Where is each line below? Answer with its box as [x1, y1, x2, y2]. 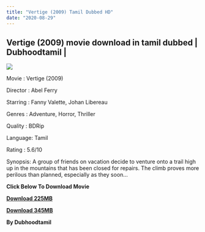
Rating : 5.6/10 [6, 146, 43, 153]
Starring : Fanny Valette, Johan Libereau [6, 99, 108, 106]
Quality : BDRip [6, 122, 45, 130]
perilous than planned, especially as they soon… [6, 171, 129, 179]
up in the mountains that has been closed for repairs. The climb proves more [6, 164, 199, 172]
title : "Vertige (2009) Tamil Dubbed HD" [6, 9, 114, 15]
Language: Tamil [6, 134, 48, 142]
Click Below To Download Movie [6, 183, 90, 190]
